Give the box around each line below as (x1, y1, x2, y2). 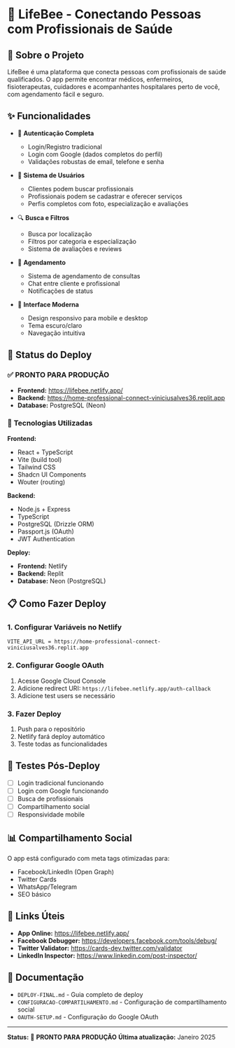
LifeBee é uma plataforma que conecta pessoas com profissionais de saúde (7, 68, 227, 76)
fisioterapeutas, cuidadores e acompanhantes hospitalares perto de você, (7, 83, 220, 90)
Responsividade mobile (17, 810, 85, 819)
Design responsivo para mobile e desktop (27, 313, 148, 322)
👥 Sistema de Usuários (17, 171, 85, 179)
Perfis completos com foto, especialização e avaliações (27, 199, 189, 207)
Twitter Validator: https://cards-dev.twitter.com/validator (17, 944, 183, 952)
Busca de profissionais (17, 795, 84, 803)
